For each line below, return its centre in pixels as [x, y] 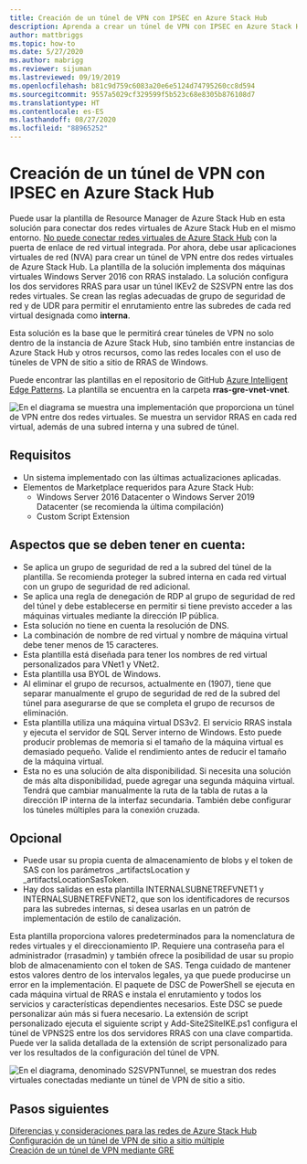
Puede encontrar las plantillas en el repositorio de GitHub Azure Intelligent [148, 379]
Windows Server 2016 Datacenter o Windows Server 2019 [146, 497]
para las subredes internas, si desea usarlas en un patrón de [137, 909]
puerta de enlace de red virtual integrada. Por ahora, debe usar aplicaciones [153, 247]
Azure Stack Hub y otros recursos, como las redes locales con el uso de [145, 352]
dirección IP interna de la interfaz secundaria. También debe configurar [157, 799]
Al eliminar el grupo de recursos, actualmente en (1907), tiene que [147, 683]
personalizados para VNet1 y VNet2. [91, 664]
